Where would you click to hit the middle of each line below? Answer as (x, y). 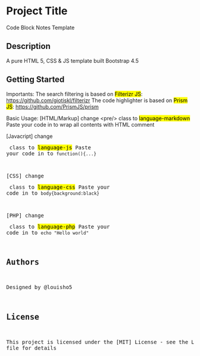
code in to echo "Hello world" (48, 232)
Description (28, 46)
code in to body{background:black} (53, 193)
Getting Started (35, 80)
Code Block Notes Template (40, 27)
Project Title (37, 11)
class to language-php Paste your (60, 226)
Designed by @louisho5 (39, 287)
